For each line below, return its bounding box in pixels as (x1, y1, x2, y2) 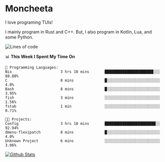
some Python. (5, 34, 34, 40)
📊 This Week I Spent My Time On (5, 53, 75, 59)
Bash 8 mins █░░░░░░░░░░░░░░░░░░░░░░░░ (5, 86, 161, 91)
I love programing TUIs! (5, 19, 53, 25)
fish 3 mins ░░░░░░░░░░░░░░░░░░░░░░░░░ (5, 95, 161, 100)
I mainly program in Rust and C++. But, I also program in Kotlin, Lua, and (5, 29, 152, 35)
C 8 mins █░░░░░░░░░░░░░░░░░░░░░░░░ (5, 78, 161, 83)
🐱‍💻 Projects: (5, 117, 32, 121)
